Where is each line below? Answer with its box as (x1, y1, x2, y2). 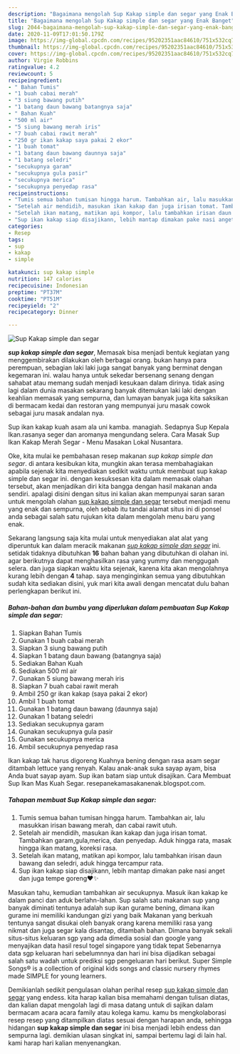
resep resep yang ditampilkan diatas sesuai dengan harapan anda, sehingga (8, 1016, 232, 1025)
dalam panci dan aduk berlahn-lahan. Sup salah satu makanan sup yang (8, 896, 220, 905)
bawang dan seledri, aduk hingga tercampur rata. (18, 859, 164, 868)
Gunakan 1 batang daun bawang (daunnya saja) (18, 704, 159, 714)
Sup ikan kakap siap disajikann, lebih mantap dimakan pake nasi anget (18, 866, 225, 875)
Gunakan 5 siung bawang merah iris (18, 674, 125, 683)
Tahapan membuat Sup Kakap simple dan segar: (8, 795, 157, 804)
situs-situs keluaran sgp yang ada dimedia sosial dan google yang (8, 934, 202, 943)
